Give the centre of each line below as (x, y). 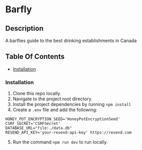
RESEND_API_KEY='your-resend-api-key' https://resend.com (68, 133)
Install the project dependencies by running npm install (72, 104)
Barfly (19, 9)
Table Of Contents (35, 57)
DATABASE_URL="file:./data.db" (39, 128)
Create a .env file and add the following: (55, 110)
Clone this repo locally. (37, 94)
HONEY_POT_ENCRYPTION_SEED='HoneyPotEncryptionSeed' (63, 119)
